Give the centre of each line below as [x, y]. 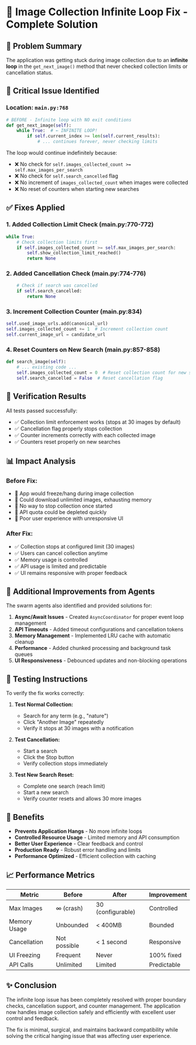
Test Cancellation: [37, 740]
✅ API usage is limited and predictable [60, 566]
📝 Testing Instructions [47, 679]
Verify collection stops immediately [65, 764]
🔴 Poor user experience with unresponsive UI [69, 519]
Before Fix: [22, 481]
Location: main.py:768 [37, 108]
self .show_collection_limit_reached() [74, 253]
